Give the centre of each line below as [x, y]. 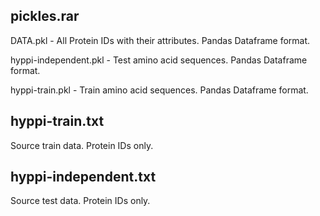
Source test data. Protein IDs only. [80, 201]
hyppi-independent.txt [83, 177]
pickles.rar [45, 16]
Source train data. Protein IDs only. [82, 145]
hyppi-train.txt [57, 121]
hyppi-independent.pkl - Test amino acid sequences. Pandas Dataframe [159, 60]
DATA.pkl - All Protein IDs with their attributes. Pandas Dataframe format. [160, 40]
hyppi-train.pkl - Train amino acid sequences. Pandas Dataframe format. [159, 90]
